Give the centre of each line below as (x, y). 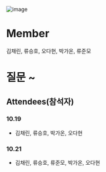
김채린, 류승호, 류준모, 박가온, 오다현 (58, 163)
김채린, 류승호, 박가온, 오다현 (49, 133)
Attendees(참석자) (40, 101)
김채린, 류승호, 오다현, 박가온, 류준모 (49, 51)
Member (28, 34)
